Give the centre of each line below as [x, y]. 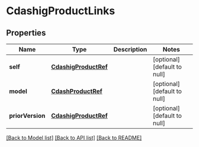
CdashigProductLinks [61, 11]
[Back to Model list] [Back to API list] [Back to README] [74, 138]
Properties [26, 33]
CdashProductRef [77, 91]
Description [130, 49]
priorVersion [27, 116]
